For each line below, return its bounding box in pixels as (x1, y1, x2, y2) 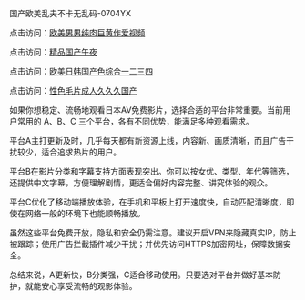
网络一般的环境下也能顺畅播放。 (25, 208, 146, 218)
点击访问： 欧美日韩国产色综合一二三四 (9, 66, 153, 76)
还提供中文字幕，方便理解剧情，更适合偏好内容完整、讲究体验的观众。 (9, 177, 273, 188)
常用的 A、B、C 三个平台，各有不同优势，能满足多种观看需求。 (16, 116, 254, 126)
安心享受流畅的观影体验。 (40, 281, 137, 291)
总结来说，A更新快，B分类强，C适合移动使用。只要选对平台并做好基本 (9, 269, 274, 280)
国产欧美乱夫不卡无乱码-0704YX (9, 8, 132, 18)
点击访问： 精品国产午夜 (9, 46, 97, 57)
